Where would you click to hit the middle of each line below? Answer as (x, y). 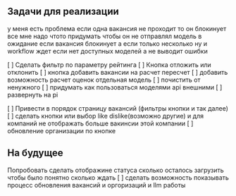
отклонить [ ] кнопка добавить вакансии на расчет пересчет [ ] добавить (118, 72)
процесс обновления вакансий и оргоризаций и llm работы (97, 185)
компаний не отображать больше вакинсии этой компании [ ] (100, 123)
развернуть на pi (33, 94)
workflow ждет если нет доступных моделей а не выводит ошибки (107, 51)
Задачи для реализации (63, 12)
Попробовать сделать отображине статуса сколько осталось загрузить (116, 170)
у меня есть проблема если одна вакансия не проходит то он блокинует (117, 28)
